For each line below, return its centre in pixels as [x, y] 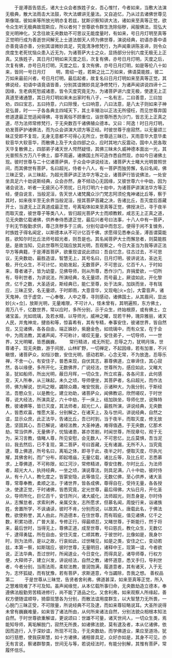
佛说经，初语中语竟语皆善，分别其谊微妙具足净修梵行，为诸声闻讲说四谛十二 [86, 85]
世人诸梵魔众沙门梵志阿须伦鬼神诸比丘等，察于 [117, 194]
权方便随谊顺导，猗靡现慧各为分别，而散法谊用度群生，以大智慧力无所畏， [84, 599]
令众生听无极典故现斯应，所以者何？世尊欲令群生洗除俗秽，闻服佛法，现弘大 [86, 27]
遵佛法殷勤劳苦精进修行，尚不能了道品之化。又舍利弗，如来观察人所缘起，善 [86, 592]
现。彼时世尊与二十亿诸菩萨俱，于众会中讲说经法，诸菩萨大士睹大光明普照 [84, 162]
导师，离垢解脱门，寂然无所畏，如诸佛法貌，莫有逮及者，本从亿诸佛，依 [90, 624]
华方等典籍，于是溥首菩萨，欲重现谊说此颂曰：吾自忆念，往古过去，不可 [81, 252]
